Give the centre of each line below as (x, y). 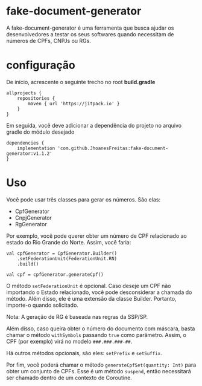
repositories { (36, 98)
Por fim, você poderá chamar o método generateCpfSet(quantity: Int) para (101, 365)
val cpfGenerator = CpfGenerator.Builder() (62, 253)
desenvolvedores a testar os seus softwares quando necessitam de (90, 34)
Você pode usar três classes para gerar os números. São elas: (84, 199)
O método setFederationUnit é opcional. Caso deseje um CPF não (89, 286)
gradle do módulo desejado (40, 132)
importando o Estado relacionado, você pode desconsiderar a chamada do (99, 292)
